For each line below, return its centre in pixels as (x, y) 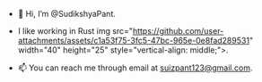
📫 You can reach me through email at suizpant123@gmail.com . (135, 68)
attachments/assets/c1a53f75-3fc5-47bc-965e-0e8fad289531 (133, 41)
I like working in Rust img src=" (75, 31)
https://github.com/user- (178, 31)
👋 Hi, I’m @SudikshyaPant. (67, 14)
